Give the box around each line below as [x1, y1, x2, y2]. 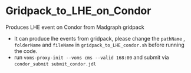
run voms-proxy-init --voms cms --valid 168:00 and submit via [14, 54, 169, 61]
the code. [14, 47, 38, 54]
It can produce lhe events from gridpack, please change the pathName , [14, 35, 185, 42]
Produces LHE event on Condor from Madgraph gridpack [5, 24, 145, 31]
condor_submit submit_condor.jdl [14, 61, 97, 67]
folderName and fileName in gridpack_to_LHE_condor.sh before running [14, 41, 185, 48]
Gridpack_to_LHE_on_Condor [5, 4, 152, 18]
